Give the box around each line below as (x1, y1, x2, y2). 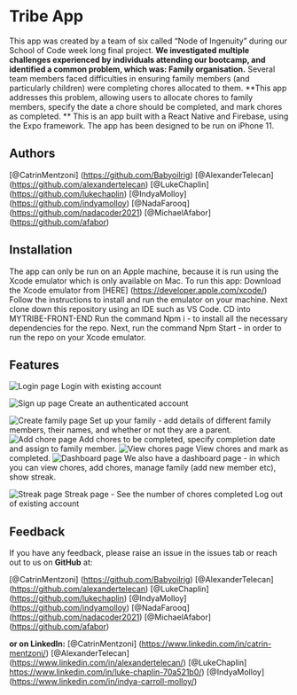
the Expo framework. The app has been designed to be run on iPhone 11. (9, 120, 275, 130)
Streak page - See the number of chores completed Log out (64, 489, 284, 500)
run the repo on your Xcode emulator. (9, 332, 146, 342)
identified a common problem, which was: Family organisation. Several (9, 64, 276, 74)
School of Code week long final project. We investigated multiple (9, 44, 250, 55)
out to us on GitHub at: (9, 557, 93, 568)
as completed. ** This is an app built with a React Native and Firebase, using (9, 111, 289, 121)
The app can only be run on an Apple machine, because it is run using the (9, 266, 279, 277)
